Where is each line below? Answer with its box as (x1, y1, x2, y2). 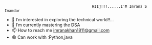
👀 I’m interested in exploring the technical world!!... (11, 17, 114, 22)
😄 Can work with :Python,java (11, 34, 73, 40)
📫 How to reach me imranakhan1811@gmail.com (11, 28, 110, 33)
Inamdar (4, 8, 21, 13)
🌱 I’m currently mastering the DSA (11, 22, 80, 28)
